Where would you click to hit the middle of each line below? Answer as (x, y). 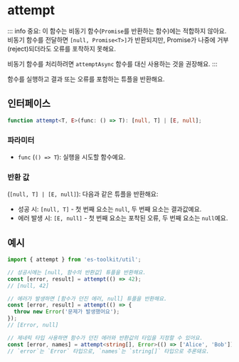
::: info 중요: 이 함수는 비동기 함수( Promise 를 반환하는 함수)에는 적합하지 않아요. (117, 31)
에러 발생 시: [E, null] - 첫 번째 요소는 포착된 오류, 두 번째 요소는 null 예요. (123, 218)
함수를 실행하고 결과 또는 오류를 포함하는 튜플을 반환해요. (86, 79)
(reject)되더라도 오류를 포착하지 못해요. (62, 48)
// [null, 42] (28, 286)
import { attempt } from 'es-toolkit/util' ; (74, 260)
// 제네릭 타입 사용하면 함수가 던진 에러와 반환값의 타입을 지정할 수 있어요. (105, 338)
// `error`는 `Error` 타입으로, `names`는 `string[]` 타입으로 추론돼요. (108, 351)
